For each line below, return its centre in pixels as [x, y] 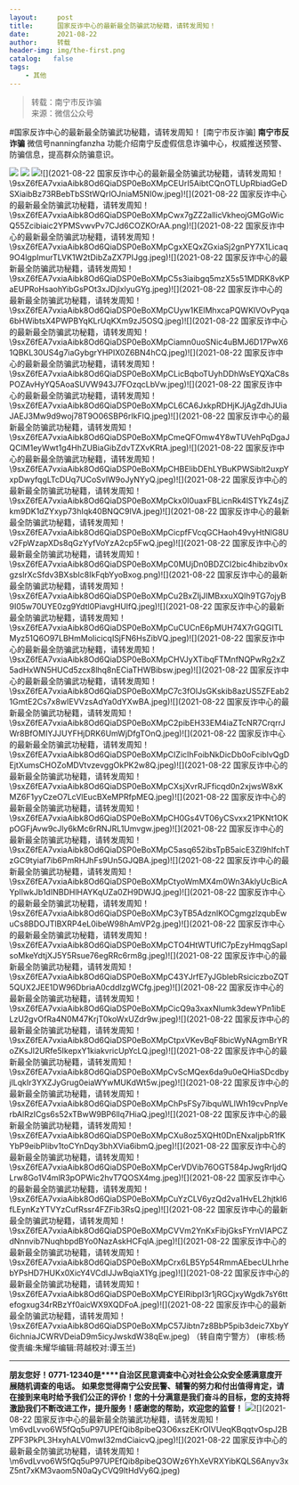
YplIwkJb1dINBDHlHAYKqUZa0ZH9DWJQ [85, 892]
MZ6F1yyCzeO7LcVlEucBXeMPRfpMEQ [81, 796]
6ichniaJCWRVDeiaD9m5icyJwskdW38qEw [89, 1336]
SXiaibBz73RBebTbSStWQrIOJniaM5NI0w [86, 193]
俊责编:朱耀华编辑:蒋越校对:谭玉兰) [73, 1347]
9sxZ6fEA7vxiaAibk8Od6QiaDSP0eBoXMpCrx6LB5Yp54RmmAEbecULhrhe [150, 1262]
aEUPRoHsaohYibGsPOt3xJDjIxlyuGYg [80, 289]
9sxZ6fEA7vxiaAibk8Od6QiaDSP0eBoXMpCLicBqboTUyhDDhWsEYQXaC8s [150, 373]
